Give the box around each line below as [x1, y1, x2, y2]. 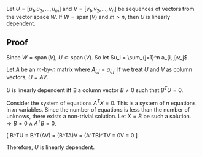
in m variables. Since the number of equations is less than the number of [6, 105, 190, 113]
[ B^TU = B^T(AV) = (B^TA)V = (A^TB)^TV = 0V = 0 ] [6, 132, 138, 139]
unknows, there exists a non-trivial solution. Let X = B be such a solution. [6, 112, 192, 120]
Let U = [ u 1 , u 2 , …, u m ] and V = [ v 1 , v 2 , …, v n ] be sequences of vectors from [6, 6, 195, 14]
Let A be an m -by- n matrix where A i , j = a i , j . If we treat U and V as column [6, 66, 192, 74]
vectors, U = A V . [6, 74, 49, 81]
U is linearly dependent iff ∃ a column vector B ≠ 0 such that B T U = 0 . [6, 85, 184, 94]
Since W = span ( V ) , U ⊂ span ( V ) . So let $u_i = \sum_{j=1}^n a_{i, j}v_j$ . [6, 53, 189, 61]
